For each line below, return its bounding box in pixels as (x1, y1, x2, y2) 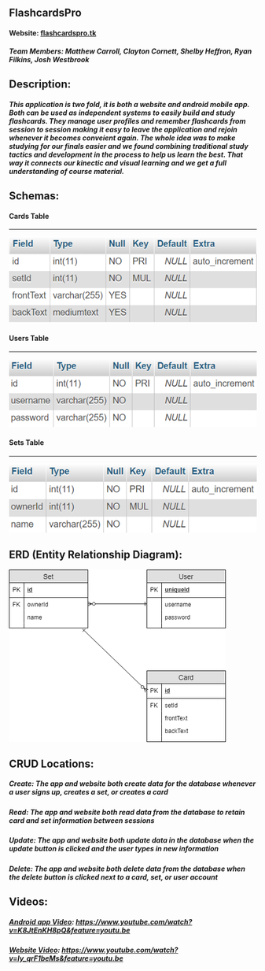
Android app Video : (9, 917, 75, 926)
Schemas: (9, 189, 60, 202)
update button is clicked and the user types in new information (9, 844, 219, 854)
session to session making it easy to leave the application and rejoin (9, 124, 238, 134)
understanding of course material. (9, 166, 125, 176)
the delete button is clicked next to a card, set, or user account (9, 872, 219, 881)
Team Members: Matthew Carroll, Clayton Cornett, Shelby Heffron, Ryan (9, 46, 252, 56)
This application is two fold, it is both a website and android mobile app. (9, 99, 250, 109)
